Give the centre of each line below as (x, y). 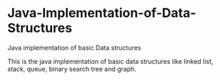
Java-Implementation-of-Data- (102, 13)
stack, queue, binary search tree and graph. (72, 69)
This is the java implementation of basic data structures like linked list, (110, 61)
